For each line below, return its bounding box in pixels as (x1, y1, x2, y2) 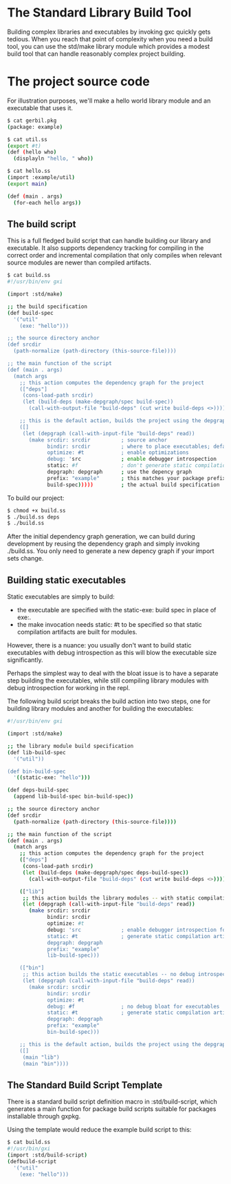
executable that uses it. (7, 103, 74, 112)
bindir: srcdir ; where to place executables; (47, 443, 211, 450)
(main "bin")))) (22, 1060, 69, 1067)
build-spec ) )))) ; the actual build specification (47, 481, 220, 488)
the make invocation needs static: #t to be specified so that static (16, 621, 203, 629)
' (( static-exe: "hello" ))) (13, 774, 91, 781)
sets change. (7, 554, 44, 563)
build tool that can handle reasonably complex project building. (7, 50, 186, 58)
